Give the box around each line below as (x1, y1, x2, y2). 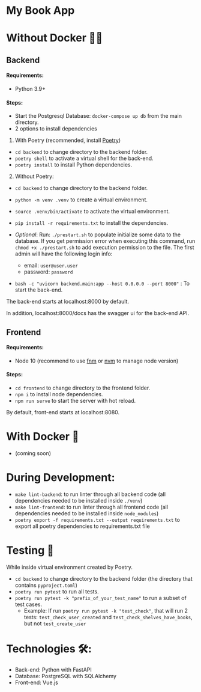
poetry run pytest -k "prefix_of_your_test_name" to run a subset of (14, 594, 187, 601)
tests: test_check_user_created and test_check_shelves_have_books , (23, 613, 193, 620)
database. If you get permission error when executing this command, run (14, 237, 196, 245)
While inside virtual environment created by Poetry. (6, 563, 133, 571)
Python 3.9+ (14, 85, 46, 92)
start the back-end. (14, 286, 63, 293)
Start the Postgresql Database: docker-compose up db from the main (14, 112, 182, 120)
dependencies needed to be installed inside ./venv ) (14, 497, 143, 504)
